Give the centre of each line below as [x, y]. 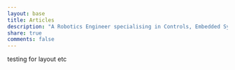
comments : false [31, 40]
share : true [24, 33]
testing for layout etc [37, 59]
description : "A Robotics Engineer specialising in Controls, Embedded [114, 26]
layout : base [26, 14]
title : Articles [31, 20]
